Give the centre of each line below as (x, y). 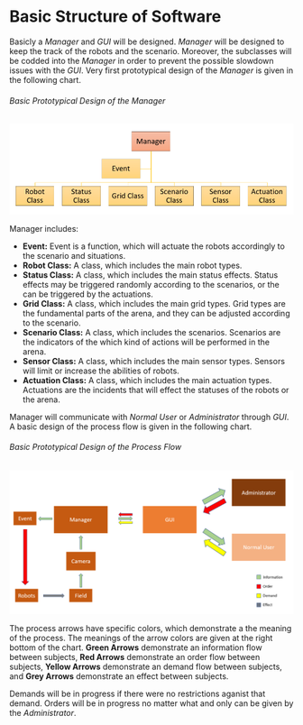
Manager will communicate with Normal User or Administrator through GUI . (149, 417)
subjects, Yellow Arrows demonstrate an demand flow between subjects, (146, 667)
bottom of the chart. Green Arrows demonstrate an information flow (136, 647)
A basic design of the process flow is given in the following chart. (131, 427)
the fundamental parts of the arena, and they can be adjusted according (156, 313)
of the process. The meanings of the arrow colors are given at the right (141, 638)
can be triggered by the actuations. (87, 294)
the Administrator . (43, 713)
